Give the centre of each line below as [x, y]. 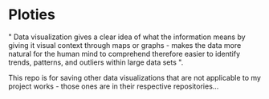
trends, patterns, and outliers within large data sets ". [96, 62]
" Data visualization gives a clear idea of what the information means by [127, 37]
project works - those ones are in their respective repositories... [114, 86]
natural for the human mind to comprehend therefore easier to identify [124, 53]
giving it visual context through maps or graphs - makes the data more [125, 45]
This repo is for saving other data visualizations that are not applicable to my [134, 77]
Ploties [32, 15]
